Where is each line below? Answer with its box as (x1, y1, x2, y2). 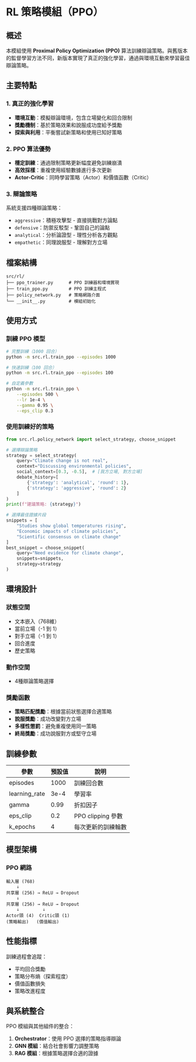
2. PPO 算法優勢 (6, 145, 51, 153)
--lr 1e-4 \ (16, 397, 45, 403)
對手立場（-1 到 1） (14, 632, 60, 639)
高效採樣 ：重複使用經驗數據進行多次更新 (14, 166, 112, 173)
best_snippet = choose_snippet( (6, 544, 85, 551)
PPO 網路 (6, 864, 32, 872)
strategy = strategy (16, 561, 61, 567)
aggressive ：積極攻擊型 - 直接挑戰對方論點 (14, 217, 118, 224)
